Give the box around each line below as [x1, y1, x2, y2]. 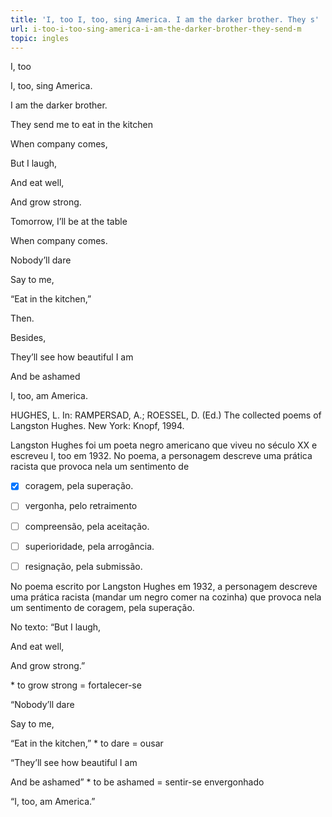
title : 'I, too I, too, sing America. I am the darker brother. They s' [10, 14, 320, 25]
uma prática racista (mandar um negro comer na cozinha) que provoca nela [10, 591, 322, 603]
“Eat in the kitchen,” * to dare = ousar [10, 737, 164, 749]
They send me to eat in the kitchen [10, 119, 153, 131]
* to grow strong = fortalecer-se [10, 679, 142, 691]
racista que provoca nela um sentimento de [10, 461, 190, 473]
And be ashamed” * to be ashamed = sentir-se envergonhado [10, 776, 265, 788]
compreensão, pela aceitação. [24, 520, 150, 532]
